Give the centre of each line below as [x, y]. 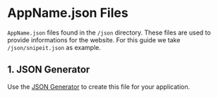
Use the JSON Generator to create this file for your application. [99, 87]
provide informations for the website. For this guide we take [94, 39]
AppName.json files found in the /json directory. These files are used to [109, 32]
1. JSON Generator [49, 69]
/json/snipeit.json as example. [54, 47]
